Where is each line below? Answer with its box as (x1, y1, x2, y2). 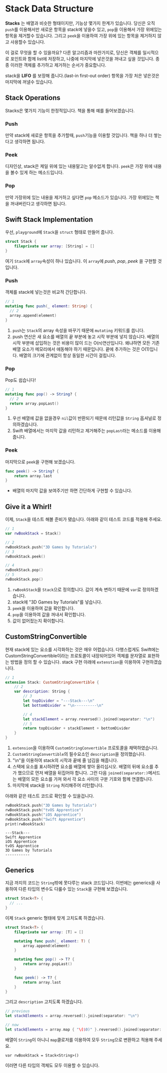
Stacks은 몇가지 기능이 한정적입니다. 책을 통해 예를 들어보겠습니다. (5, 107, 135, 113)
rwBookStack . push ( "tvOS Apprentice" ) (5, 807, 84, 812)
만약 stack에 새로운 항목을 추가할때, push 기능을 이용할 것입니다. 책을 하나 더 (5, 132, 153, 138)
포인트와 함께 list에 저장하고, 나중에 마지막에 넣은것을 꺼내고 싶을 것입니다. (10, 55, 155, 61)
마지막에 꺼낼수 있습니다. (5, 78, 53, 85)
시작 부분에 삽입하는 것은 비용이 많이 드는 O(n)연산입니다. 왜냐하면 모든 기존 (12, 340, 160, 346)
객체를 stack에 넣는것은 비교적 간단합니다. (5, 289, 87, 295)
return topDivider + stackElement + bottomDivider (23, 726, 131, 731)
